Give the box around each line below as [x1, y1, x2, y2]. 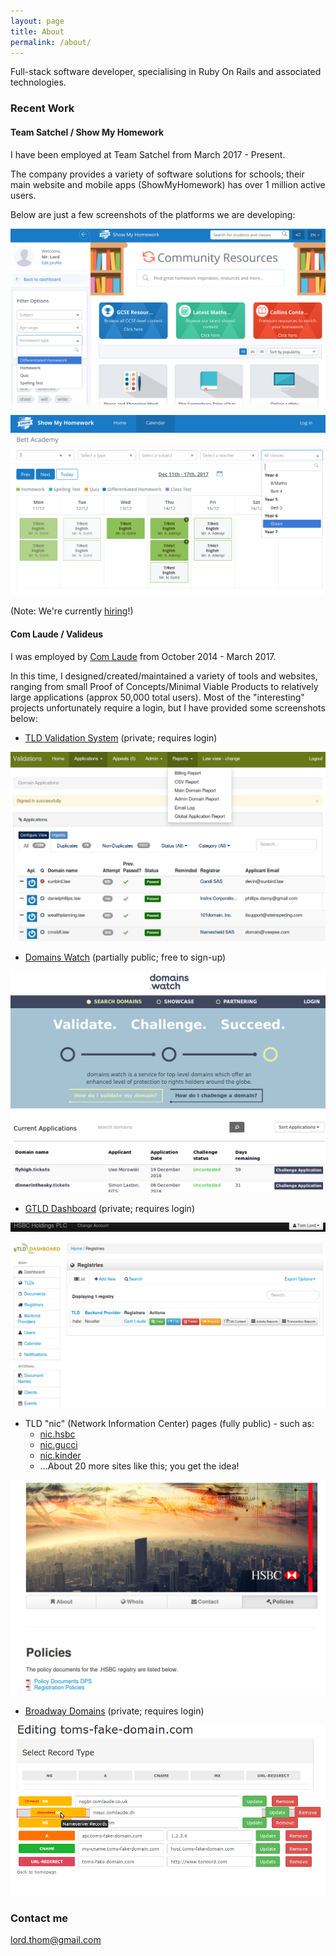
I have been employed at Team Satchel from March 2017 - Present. [10, 148, 286, 160]
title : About [10, 26, 65, 37]
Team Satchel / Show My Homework [10, 126, 165, 138]
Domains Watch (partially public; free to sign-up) [24, 951, 227, 964]
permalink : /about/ [10, 37, 92, 47]
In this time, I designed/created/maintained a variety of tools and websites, [10, 670, 318, 682]
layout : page [10, 16, 65, 26]
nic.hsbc [39, 1428, 76, 1440]
